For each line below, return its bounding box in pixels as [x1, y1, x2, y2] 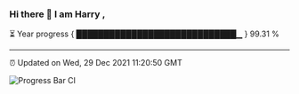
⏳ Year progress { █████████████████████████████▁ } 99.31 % [9, 28, 280, 39]
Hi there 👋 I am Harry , [9, 8, 106, 20]
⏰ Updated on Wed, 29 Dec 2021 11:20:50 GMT [9, 58, 182, 68]
